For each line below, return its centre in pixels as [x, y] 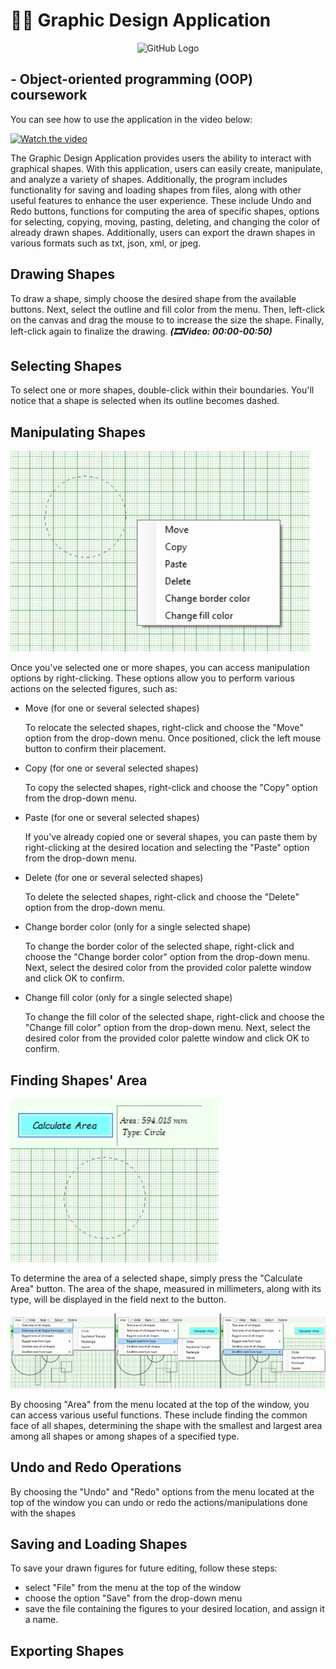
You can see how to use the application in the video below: [131, 119]
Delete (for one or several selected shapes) [114, 878]
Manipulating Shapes [78, 432]
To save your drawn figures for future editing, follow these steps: [144, 1568]
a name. [41, 1620]
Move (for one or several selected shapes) [112, 708]
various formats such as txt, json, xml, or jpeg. [106, 243]
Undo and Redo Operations [96, 1467]
